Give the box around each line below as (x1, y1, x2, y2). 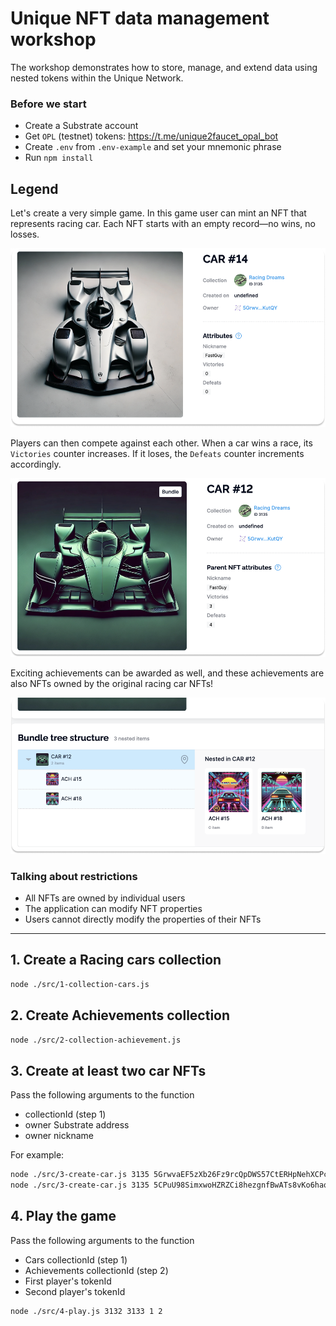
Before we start (10, 97, 87, 111)
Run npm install (24, 152, 94, 164)
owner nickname (24, 1130, 94, 1142)
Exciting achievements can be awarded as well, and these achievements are (10, 667, 325, 679)
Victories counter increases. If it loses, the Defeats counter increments (10, 448, 305, 460)
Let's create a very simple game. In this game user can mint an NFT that (10, 207, 307, 219)
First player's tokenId (24, 1275, 112, 1287)
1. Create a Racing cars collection (10, 952, 222, 969)
